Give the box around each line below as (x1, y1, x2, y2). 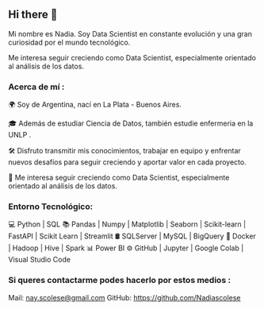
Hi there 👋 (8, 8, 58, 21)
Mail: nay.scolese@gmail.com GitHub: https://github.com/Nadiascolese (8, 293, 241, 302)
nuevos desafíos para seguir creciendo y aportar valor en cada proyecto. (8, 157, 247, 167)
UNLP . (8, 130, 32, 140)
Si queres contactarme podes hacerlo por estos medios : (8, 275, 231, 286)
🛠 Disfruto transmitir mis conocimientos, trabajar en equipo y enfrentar (8, 146, 242, 156)
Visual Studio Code (8, 255, 71, 265)
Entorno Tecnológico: (8, 201, 94, 212)
